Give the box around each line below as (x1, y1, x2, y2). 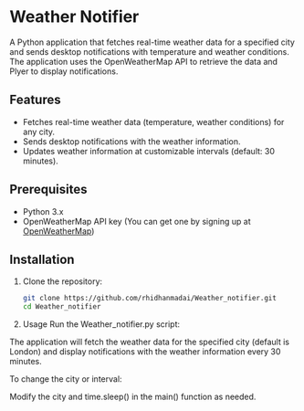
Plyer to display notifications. (9, 66, 119, 77)
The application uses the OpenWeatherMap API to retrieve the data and (9, 56, 278, 67)
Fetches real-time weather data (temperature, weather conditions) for (22, 116, 285, 127)
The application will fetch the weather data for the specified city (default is (9, 336, 290, 348)
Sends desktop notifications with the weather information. (22, 135, 241, 147)
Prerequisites (9, 182, 88, 197)
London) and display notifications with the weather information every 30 (9, 346, 281, 357)
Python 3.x (22, 205, 64, 216)
